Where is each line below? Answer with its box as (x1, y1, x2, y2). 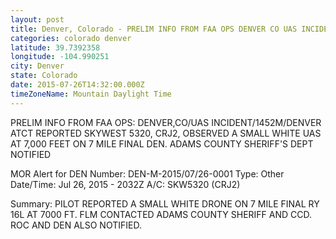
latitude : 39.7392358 (10, 42, 101, 53)
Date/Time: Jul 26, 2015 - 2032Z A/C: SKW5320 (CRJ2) (10, 178, 241, 190)
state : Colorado (10, 71, 78, 81)
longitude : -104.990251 (10, 52, 110, 62)
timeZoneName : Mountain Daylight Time (10, 89, 172, 99)
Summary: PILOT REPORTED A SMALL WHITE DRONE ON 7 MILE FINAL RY (10, 197, 320, 210)
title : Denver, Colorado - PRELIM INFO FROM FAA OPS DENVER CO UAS (10, 24, 298, 34)
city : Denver (10, 61, 65, 71)
